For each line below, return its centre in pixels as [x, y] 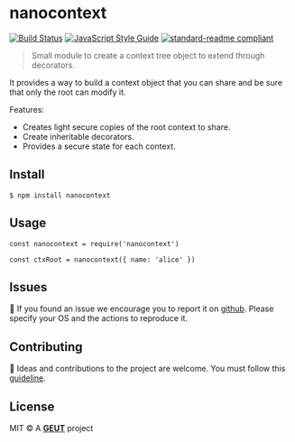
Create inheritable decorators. [78, 136]
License [32, 406]
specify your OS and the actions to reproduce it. [98, 318]
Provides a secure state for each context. [99, 146]
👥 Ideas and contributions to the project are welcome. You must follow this [147, 369]
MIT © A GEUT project [51, 428]
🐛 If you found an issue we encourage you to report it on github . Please [142, 308]
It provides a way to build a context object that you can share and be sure [146, 82]
